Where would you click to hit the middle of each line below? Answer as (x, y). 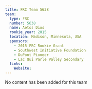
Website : (23, 69)
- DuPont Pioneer (31, 55)
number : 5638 (23, 23)
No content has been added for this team (46, 82)
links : (16, 64)
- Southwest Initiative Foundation (50, 50)
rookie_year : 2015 (28, 32)
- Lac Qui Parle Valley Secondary (49, 59)
